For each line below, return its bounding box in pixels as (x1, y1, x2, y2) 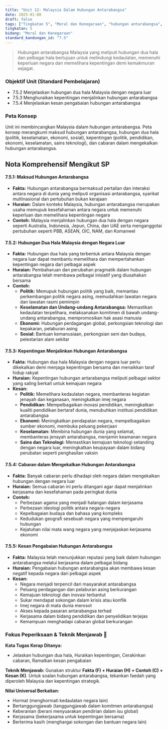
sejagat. (17, 65, 34, 71)
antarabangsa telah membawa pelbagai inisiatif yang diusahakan (12, 272, 146, 278)
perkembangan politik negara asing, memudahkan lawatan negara (20, 294, 157, 300)
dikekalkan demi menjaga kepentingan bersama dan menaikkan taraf (12, 364, 155, 371)
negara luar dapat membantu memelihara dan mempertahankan (12, 256, 144, 262)
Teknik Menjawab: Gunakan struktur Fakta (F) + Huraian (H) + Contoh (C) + (5, 668, 163, 674)
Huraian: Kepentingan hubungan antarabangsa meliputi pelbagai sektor (12, 375, 161, 381)
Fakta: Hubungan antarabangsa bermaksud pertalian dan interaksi (12, 185, 150, 191)
